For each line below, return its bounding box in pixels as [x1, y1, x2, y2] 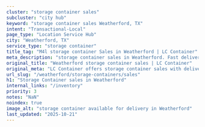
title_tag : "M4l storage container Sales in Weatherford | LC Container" [6, 49, 198, 55]
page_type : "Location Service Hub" [6, 32, 97, 38]
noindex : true [6, 100, 43, 106]
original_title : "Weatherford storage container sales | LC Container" [6, 60, 192, 66]
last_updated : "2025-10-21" [6, 111, 78, 117]
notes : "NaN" [6, 94, 40, 100]
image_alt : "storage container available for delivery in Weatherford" [6, 105, 192, 112]
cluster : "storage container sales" [6, 9, 99, 15]
